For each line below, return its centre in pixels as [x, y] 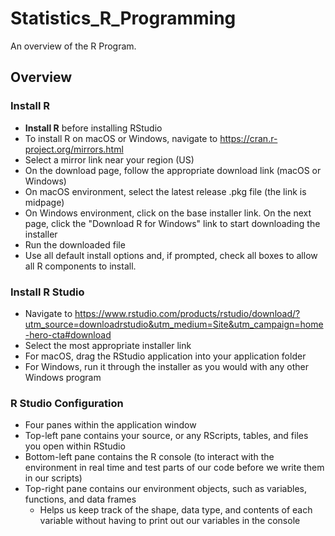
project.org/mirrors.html [74, 149]
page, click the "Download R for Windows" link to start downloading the [172, 223]
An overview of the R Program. [73, 46]
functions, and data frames [80, 499]
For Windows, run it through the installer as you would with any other [167, 366]
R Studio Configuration [67, 403]
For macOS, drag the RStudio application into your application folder [165, 356]
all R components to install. [80, 266]
